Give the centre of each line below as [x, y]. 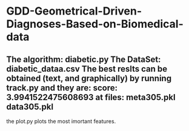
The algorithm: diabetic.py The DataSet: [84, 59]
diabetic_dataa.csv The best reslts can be [87, 69]
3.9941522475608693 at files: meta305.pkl [91, 97]
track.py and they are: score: [62, 88]
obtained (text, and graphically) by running [89, 78]
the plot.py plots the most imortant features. [61, 121]
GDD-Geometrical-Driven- [74, 11]
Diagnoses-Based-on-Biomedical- [95, 24]
